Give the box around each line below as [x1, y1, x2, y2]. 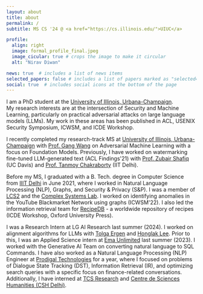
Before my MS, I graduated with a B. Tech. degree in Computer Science [6, 173, 184, 181]
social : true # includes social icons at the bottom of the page [6, 81, 177, 88]
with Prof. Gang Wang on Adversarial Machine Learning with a [36, 142, 191, 149]
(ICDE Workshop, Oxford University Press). [6, 212, 114, 219]
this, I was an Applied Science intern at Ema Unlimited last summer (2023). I [6, 236, 195, 244]
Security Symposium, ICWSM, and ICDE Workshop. [6, 124, 135, 131]
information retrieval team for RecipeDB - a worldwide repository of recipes [6, 205, 195, 213]
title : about [6, 15, 39, 21]
